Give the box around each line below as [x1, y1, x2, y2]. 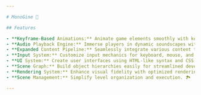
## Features [6, 24, 36, 30]
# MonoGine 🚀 [6, 14, 39, 20]
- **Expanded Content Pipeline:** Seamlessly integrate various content [6, 47, 191, 53]
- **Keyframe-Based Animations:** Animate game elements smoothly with [6, 35, 188, 42]
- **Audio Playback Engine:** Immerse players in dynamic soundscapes [6, 41, 186, 47]
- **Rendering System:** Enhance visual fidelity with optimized [6, 69, 172, 75]
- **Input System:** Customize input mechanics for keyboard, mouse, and [6, 52, 194, 59]
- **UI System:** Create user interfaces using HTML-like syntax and [6, 58, 184, 64]
